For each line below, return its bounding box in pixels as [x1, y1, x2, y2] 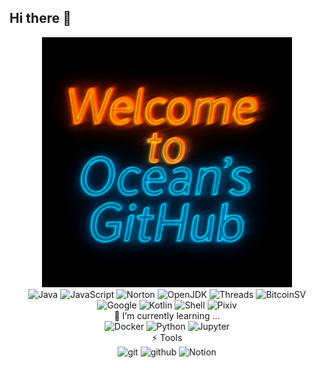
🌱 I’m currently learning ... [113, 309, 221, 321]
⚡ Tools [151, 331, 183, 343]
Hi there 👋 [9, 10, 72, 27]
